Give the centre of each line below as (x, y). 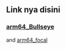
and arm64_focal (27, 40)
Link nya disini (33, 10)
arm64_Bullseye (30, 27)
